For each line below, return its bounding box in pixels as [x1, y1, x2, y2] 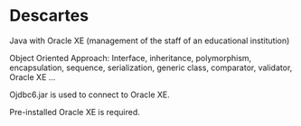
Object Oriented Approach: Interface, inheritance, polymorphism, [9, 52, 252, 63]
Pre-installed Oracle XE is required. [9, 106, 140, 117]
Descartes [9, 5, 89, 26]
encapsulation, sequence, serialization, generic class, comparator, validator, [9, 62, 293, 73]
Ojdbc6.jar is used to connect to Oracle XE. [9, 89, 170, 100]
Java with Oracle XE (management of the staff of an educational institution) [9, 35, 290, 46]
